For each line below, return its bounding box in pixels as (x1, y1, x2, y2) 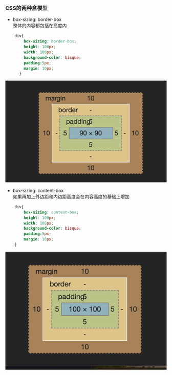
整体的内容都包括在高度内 (12, 23, 67, 29)
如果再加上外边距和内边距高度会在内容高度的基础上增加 (12, 193, 130, 200)
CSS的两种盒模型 (5, 4, 48, 11)
